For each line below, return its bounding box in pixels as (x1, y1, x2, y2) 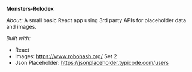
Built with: (6, 35, 31, 41)
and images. (6, 23, 37, 30)
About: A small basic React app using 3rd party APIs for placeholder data (6, 17, 187, 23)
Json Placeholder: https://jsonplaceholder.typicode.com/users (14, 59, 169, 66)
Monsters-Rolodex (6, 5, 54, 12)
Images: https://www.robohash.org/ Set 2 (14, 53, 118, 59)
